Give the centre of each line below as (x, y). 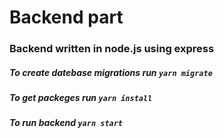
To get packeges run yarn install (81, 98)
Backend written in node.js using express (112, 49)
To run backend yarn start (66, 123)
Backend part (66, 17)
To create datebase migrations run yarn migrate (111, 72)
